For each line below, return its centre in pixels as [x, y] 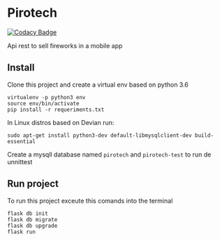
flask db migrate [32, 219]
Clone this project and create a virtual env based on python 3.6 [98, 85]
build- [204, 135]
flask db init [28, 213]
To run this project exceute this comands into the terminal [90, 200]
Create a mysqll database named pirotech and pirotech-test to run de [109, 154]
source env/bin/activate [43, 103]
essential [22, 141]
